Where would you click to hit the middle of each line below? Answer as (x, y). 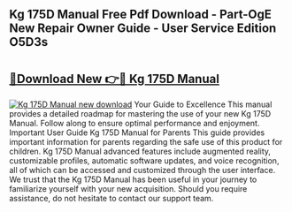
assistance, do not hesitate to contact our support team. (111, 198)
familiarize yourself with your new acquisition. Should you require (128, 189)
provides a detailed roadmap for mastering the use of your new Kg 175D (140, 114)
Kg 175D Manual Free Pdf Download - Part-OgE (141, 15)
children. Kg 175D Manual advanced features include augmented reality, (140, 151)
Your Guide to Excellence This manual (203, 104)
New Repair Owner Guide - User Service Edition (143, 29)
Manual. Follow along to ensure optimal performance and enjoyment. (134, 123)
